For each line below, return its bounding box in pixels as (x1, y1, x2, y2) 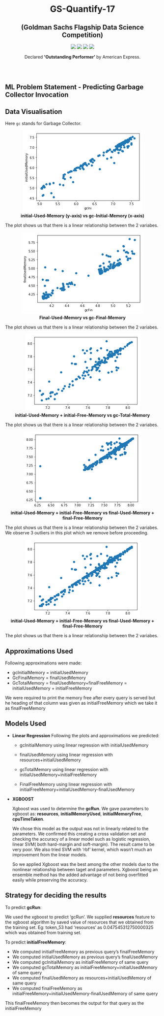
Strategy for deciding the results (5, 891, 107, 900)
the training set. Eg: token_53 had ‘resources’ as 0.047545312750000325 (5, 924, 154, 930)
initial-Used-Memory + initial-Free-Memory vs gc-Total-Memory (15, 412, 150, 418)
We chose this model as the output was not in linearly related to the (12, 825, 149, 831)
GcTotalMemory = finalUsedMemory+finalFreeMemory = (12, 680, 127, 686)
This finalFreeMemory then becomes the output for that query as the (5, 1000, 144, 1006)
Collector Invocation (5, 91, 69, 99)
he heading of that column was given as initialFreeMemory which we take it (5, 700, 158, 706)
